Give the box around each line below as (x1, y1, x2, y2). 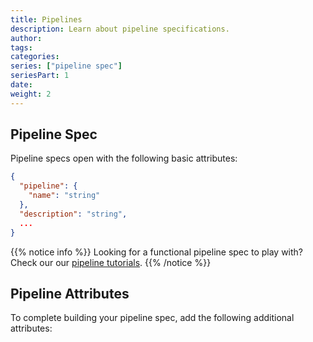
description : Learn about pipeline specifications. (10, 24, 230, 34)
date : (10, 80, 33, 90)
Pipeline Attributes (10, 285, 130, 302)
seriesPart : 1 (10, 71, 70, 81)
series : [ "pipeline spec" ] (10, 61, 123, 71)
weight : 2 (10, 89, 52, 99)
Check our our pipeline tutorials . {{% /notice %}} (10, 256, 212, 268)
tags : (10, 42, 33, 53)
